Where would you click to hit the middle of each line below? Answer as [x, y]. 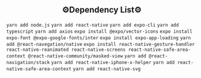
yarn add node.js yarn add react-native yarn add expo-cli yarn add [93, 25]
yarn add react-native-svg [107, 69]
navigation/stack [28, 62]
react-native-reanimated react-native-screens [66, 50]
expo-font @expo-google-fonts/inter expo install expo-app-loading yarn [99, 38]
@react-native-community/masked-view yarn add [87, 56]
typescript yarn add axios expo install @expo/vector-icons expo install [99, 31]
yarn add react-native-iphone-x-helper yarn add [113, 62]
